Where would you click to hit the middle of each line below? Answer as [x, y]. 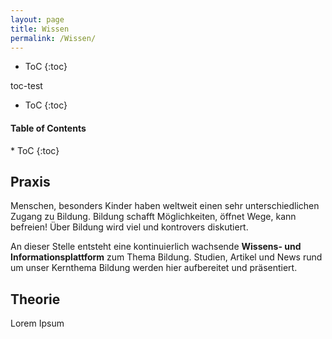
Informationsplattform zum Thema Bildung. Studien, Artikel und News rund [166, 257]
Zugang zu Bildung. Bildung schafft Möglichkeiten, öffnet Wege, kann [153, 217]
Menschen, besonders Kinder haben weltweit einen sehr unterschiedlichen [165, 206]
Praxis [30, 181]
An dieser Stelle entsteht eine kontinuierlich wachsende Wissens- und [156, 247]
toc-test [26, 86]
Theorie [35, 299]
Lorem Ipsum [37, 323]
